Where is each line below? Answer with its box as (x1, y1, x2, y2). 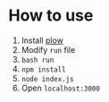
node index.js (21, 74, 74, 83)
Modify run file (21, 44, 76, 55)
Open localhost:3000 (21, 82, 100, 93)
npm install (21, 64, 66, 74)
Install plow (21, 35, 64, 46)
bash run (21, 55, 54, 64)
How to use (8, 5, 94, 26)
